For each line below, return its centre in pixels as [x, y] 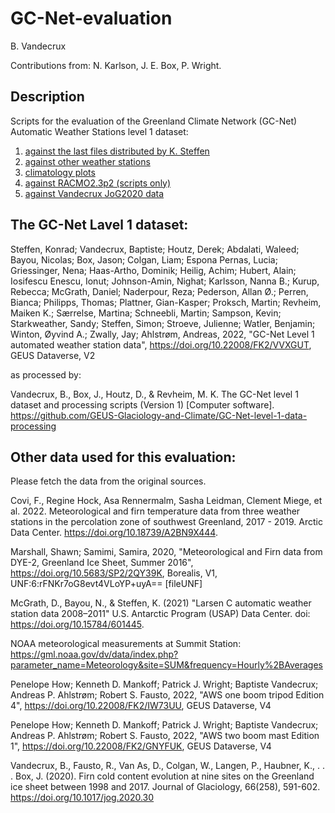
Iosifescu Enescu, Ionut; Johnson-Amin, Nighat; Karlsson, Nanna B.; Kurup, [165, 281]
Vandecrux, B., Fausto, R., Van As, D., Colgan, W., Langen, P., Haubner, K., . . [167, 766]
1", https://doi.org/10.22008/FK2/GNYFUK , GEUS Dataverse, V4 [141, 746]
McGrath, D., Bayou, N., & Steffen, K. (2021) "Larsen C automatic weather [161, 603]
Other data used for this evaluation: [123, 457]
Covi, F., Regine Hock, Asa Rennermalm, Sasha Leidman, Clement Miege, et [166, 501]
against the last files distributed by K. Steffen [117, 151]
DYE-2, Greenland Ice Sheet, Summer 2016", [102, 563]
